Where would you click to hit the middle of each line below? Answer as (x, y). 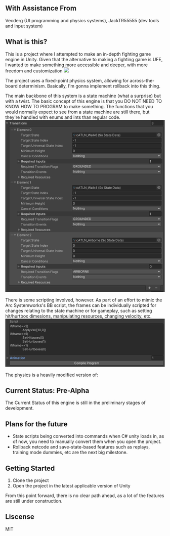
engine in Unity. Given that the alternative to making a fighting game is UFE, (84, 59)
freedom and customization (34, 71)
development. (19, 408)
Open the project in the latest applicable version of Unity (71, 485)
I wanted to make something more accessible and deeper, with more (77, 65)
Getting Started (30, 468)
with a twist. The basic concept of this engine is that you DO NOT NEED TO (83, 101)
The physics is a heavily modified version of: (52, 375)
